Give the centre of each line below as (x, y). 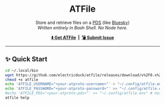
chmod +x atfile (22, 80)
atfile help (17, 98)
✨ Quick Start (26, 59)
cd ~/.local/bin (22, 70)
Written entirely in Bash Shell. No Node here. (82, 27)
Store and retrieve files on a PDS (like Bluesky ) (82, 22)
